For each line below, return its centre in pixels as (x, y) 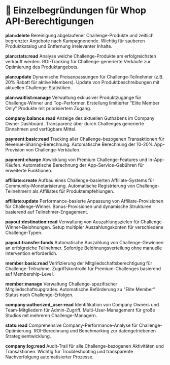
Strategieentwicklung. (28, 336)
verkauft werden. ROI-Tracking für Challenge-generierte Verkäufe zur (78, 61)
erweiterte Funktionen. (29, 170)
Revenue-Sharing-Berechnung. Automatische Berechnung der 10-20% (79, 144)
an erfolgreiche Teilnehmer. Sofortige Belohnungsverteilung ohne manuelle (84, 248)
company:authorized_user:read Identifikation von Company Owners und (82, 304)
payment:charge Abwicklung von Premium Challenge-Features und (76, 160)
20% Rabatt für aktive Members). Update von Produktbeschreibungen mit (82, 82)
